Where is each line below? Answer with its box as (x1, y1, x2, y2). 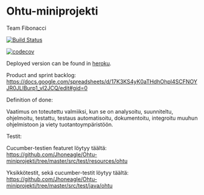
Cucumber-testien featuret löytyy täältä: (6, 144, 107, 151)
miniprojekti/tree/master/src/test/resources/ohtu (6, 157, 128, 165)
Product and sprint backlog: (6, 71, 76, 78)
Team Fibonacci (6, 24, 47, 32)
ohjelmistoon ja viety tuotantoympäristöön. (6, 120, 114, 128)
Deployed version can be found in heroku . (6, 60, 111, 67)
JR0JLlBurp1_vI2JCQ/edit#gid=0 (6, 84, 88, 92)
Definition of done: (6, 96, 54, 103)
